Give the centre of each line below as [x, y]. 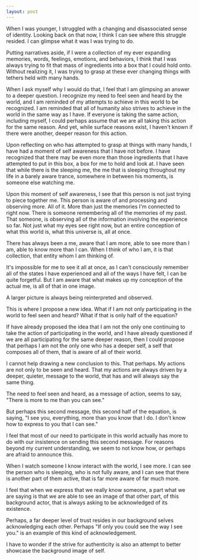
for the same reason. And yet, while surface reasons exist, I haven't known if [99, 127]
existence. [19, 508]
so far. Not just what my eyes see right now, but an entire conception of [93, 225]
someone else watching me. [41, 182]
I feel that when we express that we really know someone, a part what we [96, 490]
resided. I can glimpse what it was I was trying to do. [70, 41]
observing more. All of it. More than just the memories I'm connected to [93, 206]
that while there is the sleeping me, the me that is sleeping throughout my [96, 170]
